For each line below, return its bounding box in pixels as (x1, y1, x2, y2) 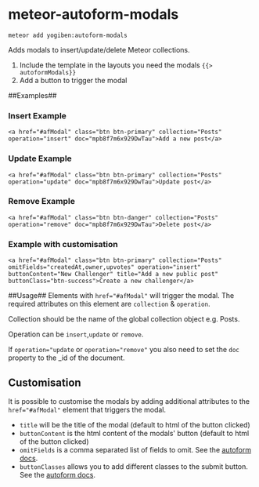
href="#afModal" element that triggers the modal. (8, 405, 167, 414)
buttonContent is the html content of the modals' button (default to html (19, 428, 250, 438)
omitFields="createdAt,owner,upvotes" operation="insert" (8, 263, 201, 271)
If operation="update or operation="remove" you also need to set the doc (8, 345, 240, 354)
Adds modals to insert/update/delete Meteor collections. (8, 45, 190, 54)
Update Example (8, 153, 72, 164)
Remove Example (8, 196, 76, 207)
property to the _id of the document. (8, 353, 125, 362)
